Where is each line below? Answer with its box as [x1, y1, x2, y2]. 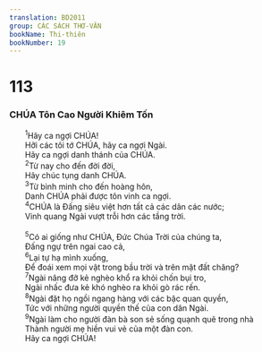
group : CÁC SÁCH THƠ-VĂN [9, 21, 102, 30]
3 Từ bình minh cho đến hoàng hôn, [25, 180, 154, 192]
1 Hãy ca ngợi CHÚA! [25, 129, 99, 142]
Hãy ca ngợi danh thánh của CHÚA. [25, 150, 156, 160]
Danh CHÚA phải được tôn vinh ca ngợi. [25, 190, 172, 202]
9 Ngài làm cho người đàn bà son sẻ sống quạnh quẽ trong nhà [25, 312, 254, 324]
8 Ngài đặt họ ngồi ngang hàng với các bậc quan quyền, [25, 292, 229, 304]
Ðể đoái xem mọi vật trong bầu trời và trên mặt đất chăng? [25, 262, 240, 272]
